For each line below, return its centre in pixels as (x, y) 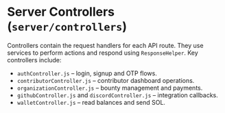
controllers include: (34, 60)
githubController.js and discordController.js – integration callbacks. (117, 95)
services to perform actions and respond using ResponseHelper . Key (103, 53)
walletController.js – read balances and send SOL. (91, 102)
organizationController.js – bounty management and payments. (110, 88)
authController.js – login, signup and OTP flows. (87, 73)
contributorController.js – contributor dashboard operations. (106, 80)
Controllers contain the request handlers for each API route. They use (105, 45)
